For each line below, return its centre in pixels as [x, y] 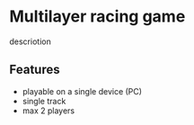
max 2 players [48, 111]
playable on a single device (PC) [82, 91]
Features [35, 70]
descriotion [30, 41]
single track [44, 101]
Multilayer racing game [97, 17]
